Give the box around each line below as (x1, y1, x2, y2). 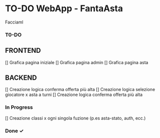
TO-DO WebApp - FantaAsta (5, 3, 123, 14)
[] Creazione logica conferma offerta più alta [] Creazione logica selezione (5, 87, 156, 92)
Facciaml (5, 19, 24, 25)
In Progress (5, 104, 33, 111)
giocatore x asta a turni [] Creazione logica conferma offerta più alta (5, 92, 143, 98)
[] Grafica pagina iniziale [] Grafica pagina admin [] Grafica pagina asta (5, 59, 149, 65)
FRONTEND (5, 46, 41, 55)
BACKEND (5, 74, 37, 82)
